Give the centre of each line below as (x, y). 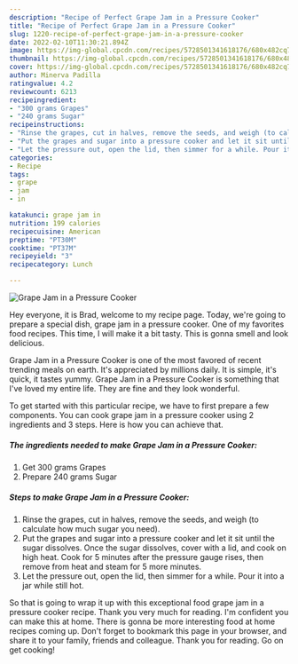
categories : (31, 158)
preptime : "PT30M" (43, 240)
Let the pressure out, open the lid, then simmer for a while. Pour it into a (153, 576)
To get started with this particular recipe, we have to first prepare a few (139, 406)
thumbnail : (29, 59)
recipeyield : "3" (41, 257)
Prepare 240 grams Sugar (70, 477)
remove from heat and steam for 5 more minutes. (112, 566)
